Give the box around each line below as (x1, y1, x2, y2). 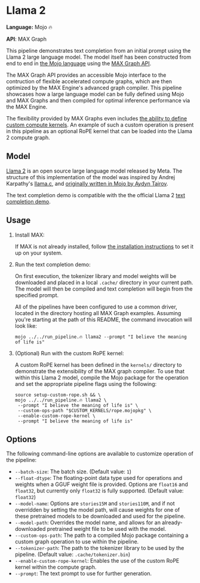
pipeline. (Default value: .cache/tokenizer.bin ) (14, 551, 131, 558)
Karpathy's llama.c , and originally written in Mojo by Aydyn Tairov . (6, 180, 168, 187)
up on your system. (14, 249, 63, 256)
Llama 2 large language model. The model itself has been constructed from (6, 53, 192, 61)
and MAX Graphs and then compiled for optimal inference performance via (6, 96, 190, 104)
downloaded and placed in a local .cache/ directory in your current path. (14, 279, 193, 286)
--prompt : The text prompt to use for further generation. (14, 570, 152, 577)
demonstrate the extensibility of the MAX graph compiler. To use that (14, 367, 185, 374)
